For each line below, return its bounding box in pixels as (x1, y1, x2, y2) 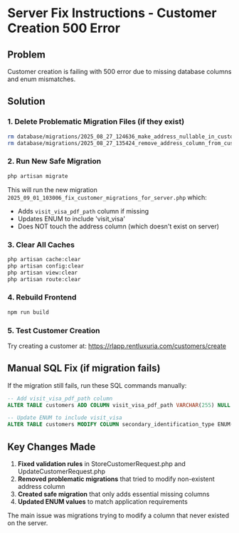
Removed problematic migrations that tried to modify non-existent (17, 475, 215, 483)
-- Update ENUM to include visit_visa (7, 414, 122, 421)
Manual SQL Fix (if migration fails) (7, 362, 161, 374)
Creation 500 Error (7, 20, 121, 36)
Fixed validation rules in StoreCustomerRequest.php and (17, 460, 186, 468)
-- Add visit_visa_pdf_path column (7, 395, 113, 402)
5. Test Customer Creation (7, 325, 100, 335)
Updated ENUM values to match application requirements (17, 497, 188, 506)
